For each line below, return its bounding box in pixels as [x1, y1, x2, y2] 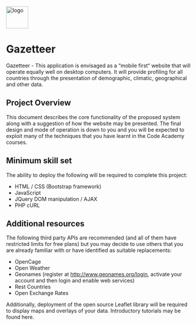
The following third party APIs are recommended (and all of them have [6, 234, 177, 241]
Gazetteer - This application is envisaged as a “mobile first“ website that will [6, 62, 191, 69]
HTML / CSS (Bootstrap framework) [14, 183, 102, 190]
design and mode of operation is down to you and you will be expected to [6, 126, 184, 133]
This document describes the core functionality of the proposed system [6, 113, 181, 120]
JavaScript [14, 189, 41, 196]
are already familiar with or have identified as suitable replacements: [6, 247, 172, 254]
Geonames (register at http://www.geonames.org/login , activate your [14, 271, 182, 278]
